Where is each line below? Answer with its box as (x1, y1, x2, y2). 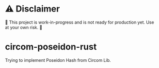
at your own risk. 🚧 (5, 24, 43, 30)
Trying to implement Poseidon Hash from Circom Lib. (5, 57, 111, 63)
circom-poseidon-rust (5, 41, 97, 53)
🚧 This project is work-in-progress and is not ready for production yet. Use (5, 19, 154, 25)
